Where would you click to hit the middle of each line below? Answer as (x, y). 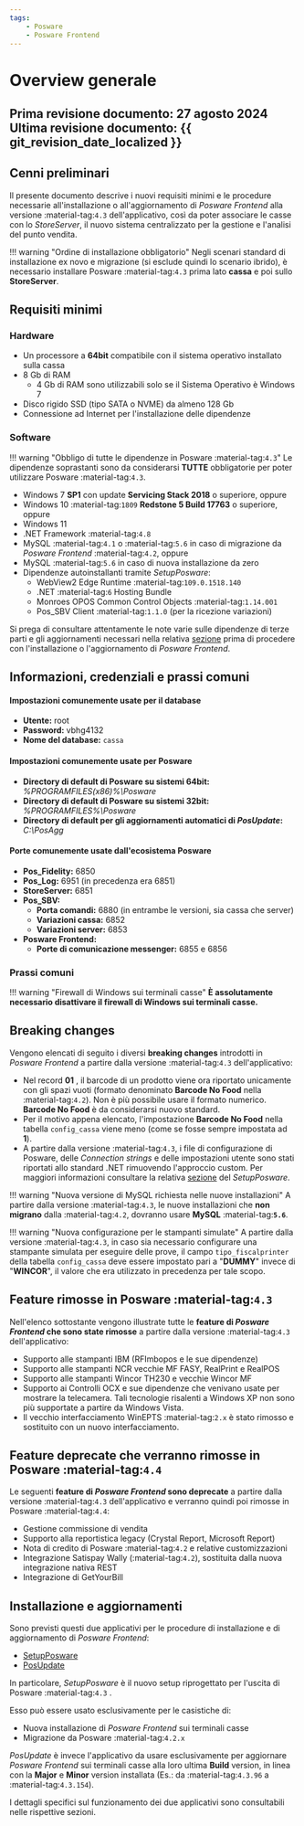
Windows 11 (45, 524)
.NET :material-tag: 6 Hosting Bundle (104, 591)
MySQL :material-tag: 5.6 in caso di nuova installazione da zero (141, 562)
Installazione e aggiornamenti (96, 1606)
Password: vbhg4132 (63, 730)
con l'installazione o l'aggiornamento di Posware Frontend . (120, 648)
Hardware (32, 336)
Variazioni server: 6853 (82, 929)
